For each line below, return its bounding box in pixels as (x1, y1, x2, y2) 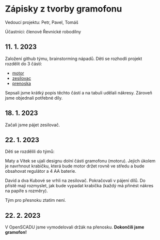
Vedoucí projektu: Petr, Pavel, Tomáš (5, 19, 79, 25)
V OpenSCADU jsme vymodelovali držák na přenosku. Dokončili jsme (5, 224, 144, 230)
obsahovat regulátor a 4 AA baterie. (5, 168, 77, 174)
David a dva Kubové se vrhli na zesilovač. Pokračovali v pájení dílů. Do (5, 178, 145, 183)
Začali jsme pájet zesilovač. (5, 122, 60, 128)
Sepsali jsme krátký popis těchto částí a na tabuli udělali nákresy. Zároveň (5, 90, 153, 95)
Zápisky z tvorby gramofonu (5, 3, 122, 15)
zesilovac (12, 75, 32, 81)
